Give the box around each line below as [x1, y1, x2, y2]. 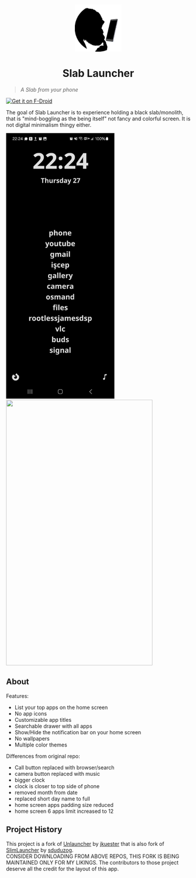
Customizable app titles [14, 716, 72, 723]
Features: [6, 692, 29, 700]
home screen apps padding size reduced [14, 801, 114, 808]
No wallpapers [14, 735, 50, 742]
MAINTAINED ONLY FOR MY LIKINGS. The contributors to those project [6, 859, 179, 866]
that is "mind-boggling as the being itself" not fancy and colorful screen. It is [6, 115, 191, 122]
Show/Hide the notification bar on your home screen [14, 728, 142, 735]
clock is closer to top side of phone [14, 782, 100, 789]
